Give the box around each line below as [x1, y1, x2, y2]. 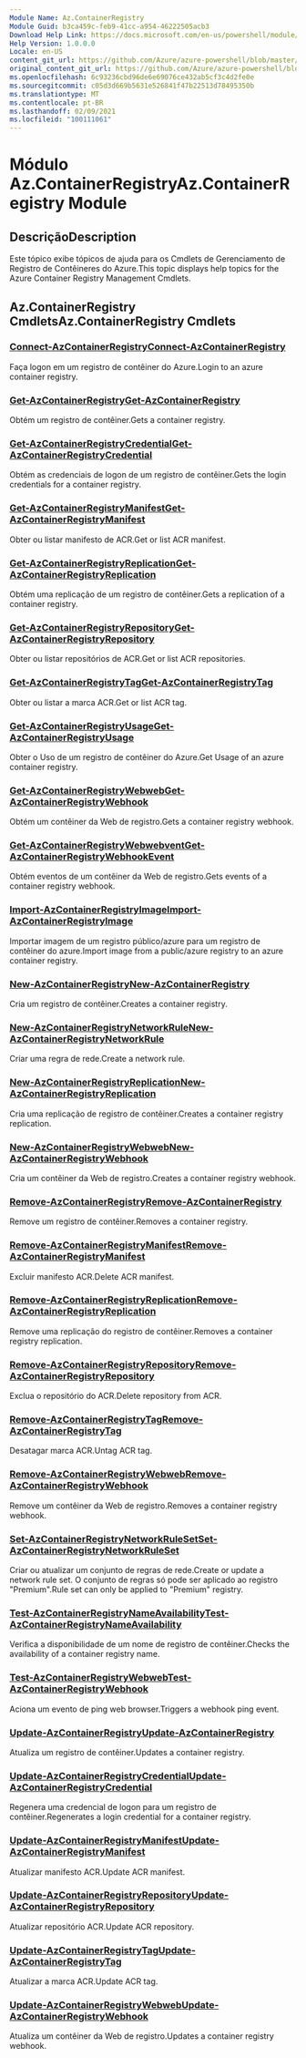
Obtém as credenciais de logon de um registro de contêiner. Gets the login [9, 469, 287, 480]
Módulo [9, 154, 69, 175]
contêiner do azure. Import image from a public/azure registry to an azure [9, 945, 284, 956]
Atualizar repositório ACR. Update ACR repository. [9, 1920, 194, 1932]
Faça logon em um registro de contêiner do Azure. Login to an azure [9, 361, 264, 372]
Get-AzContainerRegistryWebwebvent [9, 839, 185, 852]
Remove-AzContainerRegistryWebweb [9, 1468, 186, 1481]
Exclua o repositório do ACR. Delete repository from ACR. [9, 1391, 222, 1402]
